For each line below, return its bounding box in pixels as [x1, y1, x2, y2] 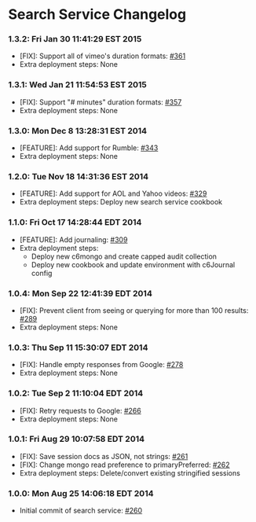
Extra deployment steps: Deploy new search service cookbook [19, 197, 223, 207]
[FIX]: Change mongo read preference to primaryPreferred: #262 [19, 460, 230, 469]
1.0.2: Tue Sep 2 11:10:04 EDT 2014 [8, 388, 144, 399]
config [31, 268, 53, 278]
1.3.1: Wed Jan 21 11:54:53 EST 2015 [8, 79, 147, 90]
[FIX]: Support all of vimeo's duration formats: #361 [19, 51, 186, 61]
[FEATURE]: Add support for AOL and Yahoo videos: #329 [19, 189, 207, 198]
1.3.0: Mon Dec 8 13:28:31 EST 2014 [8, 125, 148, 136]
